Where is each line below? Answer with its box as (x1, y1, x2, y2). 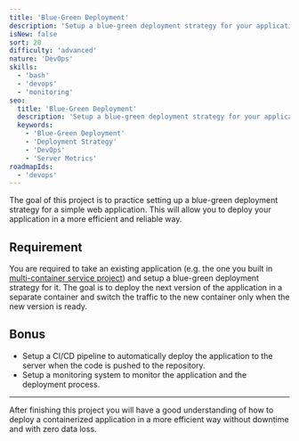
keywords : (17, 121, 53, 130)
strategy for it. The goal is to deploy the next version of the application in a (9, 282, 283, 293)
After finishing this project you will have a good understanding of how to (9, 404, 274, 415)
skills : (9, 63, 38, 72)
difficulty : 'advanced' (9, 46, 98, 55)
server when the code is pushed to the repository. (21, 360, 206, 371)
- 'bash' (17, 71, 50, 80)
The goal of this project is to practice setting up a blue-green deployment (9, 195, 279, 206)
